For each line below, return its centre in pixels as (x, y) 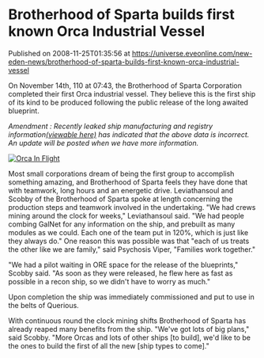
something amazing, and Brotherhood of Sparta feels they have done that (128, 182)
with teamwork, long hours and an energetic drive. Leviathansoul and (121, 190)
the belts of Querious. (43, 305)
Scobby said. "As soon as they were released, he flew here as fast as (121, 273)
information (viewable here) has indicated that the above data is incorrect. (129, 134)
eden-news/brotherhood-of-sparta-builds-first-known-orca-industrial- (124, 62)
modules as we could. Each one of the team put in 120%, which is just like (128, 232)
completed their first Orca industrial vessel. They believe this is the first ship (132, 93)
